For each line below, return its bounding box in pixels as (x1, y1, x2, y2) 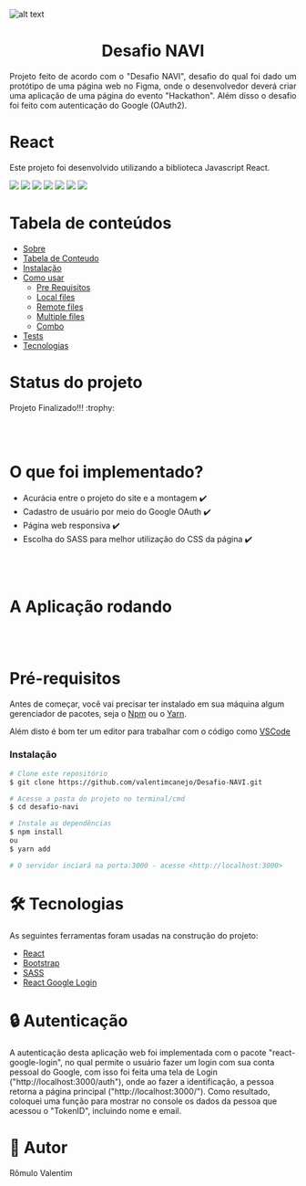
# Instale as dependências (9, 819, 112, 828)
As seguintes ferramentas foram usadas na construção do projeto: (9, 929, 259, 940)
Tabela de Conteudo (22, 252, 100, 264)
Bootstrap (22, 957, 60, 968)
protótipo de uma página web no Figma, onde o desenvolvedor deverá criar (9, 80, 297, 91)
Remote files (36, 301, 84, 312)
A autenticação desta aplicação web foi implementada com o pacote (9, 1046, 267, 1058)
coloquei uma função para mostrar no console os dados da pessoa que (9, 1096, 278, 1107)
